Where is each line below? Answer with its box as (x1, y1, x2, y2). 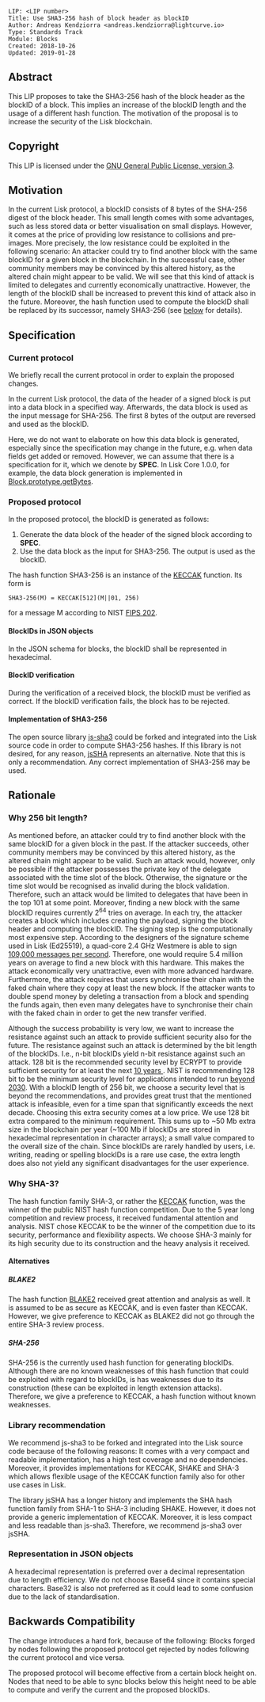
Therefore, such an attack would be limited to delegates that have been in (8, 889, 248, 899)
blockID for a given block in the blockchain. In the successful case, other (8, 255, 245, 265)
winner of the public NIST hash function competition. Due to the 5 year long (8, 1205, 255, 1214)
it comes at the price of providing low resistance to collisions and (8, 230, 221, 239)
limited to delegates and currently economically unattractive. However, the (8, 280, 251, 290)
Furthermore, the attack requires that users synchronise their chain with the (8, 975, 255, 984)
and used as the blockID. (8, 420, 89, 429)
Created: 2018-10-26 (8, 42, 77, 50)
